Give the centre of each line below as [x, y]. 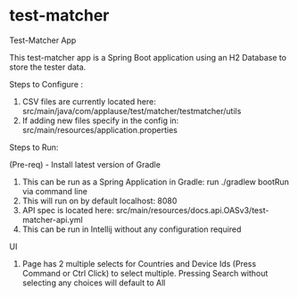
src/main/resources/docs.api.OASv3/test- [192, 210]
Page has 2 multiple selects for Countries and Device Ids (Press [139, 263]
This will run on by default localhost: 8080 [99, 201]
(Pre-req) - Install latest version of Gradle [85, 164]
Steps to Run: [34, 147]
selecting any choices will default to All [94, 283]
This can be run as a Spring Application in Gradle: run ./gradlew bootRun [156, 181]
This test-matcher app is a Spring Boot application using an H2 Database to [148, 57]
